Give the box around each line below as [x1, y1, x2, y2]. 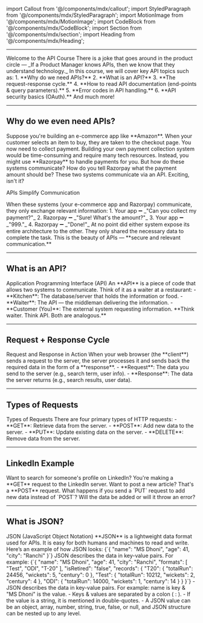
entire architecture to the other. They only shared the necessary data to [6, 227, 184, 234]
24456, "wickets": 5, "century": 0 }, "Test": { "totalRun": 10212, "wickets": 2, [6, 571, 195, 578]
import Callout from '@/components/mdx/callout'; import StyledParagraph [6, 5, 191, 12]
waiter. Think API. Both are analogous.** [6, 311, 107, 319]
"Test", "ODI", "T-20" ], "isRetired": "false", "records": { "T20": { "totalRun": [6, 564, 193, 572]
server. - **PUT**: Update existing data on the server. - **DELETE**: [6, 428, 184, 436]
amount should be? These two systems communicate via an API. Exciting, [6, 170, 190, 178]
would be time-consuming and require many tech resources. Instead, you [6, 151, 189, 159]
